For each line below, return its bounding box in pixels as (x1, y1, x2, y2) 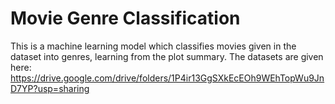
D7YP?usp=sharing (10, 82, 90, 94)
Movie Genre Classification (10, 7, 241, 30)
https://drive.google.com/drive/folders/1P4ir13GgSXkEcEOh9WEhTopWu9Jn (10, 72, 325, 84)
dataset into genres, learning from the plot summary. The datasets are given (10, 50, 324, 62)
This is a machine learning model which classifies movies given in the (10, 40, 297, 52)
